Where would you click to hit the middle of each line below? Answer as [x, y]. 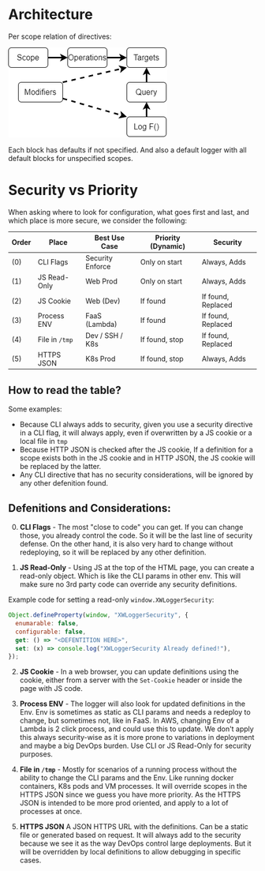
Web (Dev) [103, 301]
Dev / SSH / [105, 335]
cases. [30, 860]
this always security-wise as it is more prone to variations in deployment [137, 738]
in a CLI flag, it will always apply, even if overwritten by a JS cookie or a [136, 433]
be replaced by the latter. [60, 467]
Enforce [98, 266]
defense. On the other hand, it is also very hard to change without [126, 544]
